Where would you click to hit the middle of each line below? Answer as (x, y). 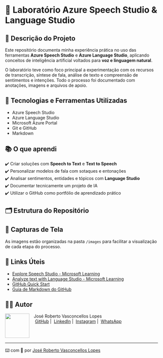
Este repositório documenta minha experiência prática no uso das (71, 50)
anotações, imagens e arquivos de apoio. (46, 85)
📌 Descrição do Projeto (40, 38)
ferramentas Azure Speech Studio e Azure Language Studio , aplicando (77, 55)
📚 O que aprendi (31, 149)
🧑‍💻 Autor (19, 305)
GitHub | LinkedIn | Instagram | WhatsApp (78, 321)
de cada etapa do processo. (33, 246)
